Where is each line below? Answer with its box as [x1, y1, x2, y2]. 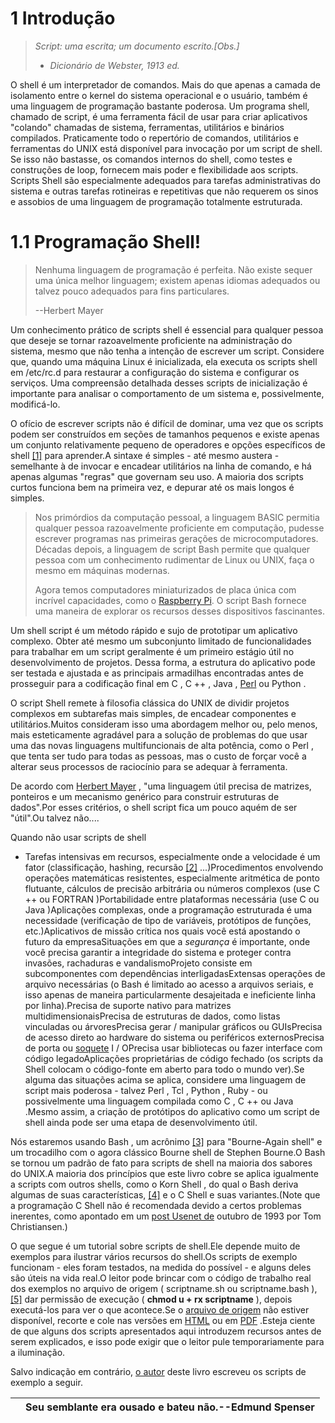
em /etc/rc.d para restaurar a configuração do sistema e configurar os [10, 366, 300, 378]
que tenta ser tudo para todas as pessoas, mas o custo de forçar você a [10, 750, 307, 762]
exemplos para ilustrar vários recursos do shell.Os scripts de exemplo [10, 1250, 298, 1262]
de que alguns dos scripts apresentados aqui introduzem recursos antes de [10, 1325, 322, 1337]
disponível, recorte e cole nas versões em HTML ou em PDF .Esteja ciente [10, 1314, 316, 1326]
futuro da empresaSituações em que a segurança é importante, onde [24, 935, 311, 947]
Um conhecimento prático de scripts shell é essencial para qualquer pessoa [10, 323, 324, 336]
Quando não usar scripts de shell [10, 831, 147, 843]
